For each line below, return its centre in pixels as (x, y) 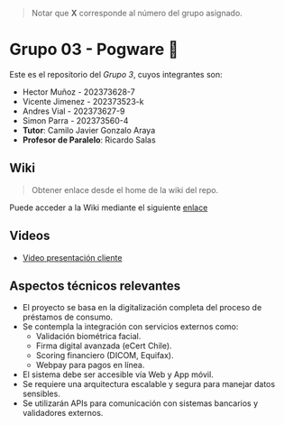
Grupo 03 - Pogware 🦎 (94, 50)
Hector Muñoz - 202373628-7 (78, 92)
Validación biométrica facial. (88, 337)
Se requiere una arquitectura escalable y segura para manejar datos (149, 384)
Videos (30, 236)
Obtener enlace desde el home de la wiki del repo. (125, 189)
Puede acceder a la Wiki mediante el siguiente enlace (109, 208)
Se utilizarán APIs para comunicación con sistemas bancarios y (140, 403)
